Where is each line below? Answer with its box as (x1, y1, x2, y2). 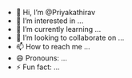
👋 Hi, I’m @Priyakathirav (15, 8, 96, 17)
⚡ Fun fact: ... (15, 62, 60, 72)
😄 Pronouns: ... (15, 53, 68, 63)
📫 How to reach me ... (15, 42, 90, 51)
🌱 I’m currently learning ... (15, 25, 102, 33)
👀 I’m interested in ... (15, 16, 84, 25)
